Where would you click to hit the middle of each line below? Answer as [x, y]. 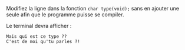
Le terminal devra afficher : [39, 26]
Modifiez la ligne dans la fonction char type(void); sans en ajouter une [93, 8]
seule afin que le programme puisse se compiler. [65, 15]
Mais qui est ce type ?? [37, 37]
